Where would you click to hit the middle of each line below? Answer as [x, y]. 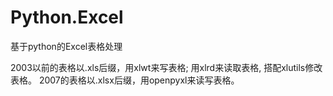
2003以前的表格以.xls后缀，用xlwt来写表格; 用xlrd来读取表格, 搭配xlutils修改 [166, 67]
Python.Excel [67, 17]
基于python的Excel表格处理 [66, 46]
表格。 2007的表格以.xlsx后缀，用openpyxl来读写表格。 [125, 80]
